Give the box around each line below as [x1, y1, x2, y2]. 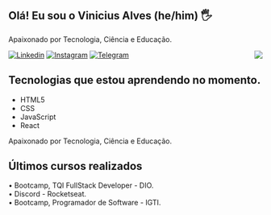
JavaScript [19, 112, 56, 122]
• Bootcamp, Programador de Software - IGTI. [8, 198, 161, 208]
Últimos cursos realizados [8, 159, 143, 173]
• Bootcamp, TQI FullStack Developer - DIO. [8, 180, 154, 190]
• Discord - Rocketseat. [8, 189, 87, 199]
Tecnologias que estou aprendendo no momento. [8, 73, 261, 87]
